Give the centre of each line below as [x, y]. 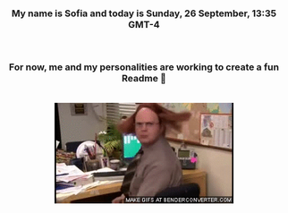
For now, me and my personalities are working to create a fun [144, 67]
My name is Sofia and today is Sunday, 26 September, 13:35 [144, 13]
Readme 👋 [144, 79]
